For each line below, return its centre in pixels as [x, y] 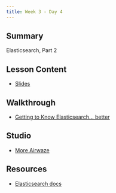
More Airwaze [32, 150]
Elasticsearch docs [38, 183]
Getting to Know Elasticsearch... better [62, 117]
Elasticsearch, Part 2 [32, 50]
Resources [27, 169]
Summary [25, 36]
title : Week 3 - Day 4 [34, 12]
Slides [22, 84]
